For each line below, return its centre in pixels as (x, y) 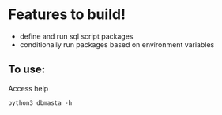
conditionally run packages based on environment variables (117, 44)
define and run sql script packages (76, 36)
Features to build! (67, 15)
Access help (28, 88)
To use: (27, 70)
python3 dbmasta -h (40, 103)
